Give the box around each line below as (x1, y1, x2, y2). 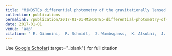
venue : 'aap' (5, 26, 33, 32)
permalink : (5, 17, 29, 22)
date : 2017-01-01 (5, 21, 42, 27)
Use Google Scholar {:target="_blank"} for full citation (5, 45, 118, 51)
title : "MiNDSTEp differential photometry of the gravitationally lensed (5, 7, 166, 13)
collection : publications (5, 12, 60, 17)
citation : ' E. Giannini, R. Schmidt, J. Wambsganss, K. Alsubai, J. (5, 31, 166, 36)
